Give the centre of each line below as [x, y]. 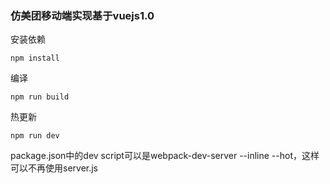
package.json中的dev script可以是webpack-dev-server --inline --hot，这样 [165, 156]
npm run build [40, 97]
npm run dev [35, 136]
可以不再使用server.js [54, 168]
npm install [35, 58]
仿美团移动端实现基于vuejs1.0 [82, 15]
